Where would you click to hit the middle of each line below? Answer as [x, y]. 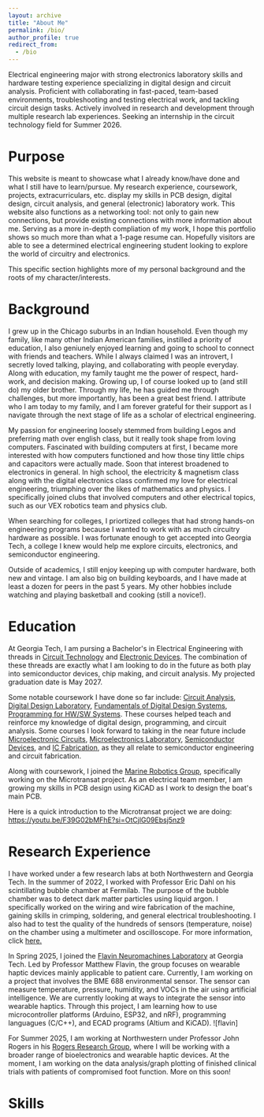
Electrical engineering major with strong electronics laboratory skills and [125, 74]
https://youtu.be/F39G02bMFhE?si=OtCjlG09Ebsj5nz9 [97, 820]
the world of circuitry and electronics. [69, 254]
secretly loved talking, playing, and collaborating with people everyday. [123, 364]
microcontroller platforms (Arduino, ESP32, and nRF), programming [117, 1015]
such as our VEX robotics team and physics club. [88, 505]
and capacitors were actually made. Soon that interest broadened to [119, 464]
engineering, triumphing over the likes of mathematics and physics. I [119, 489]
